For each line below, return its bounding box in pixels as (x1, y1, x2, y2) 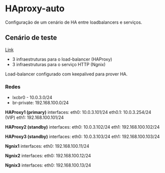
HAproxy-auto (5, 3, 65, 14)
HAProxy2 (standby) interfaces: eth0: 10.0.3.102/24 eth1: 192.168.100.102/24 (5, 124, 160, 130)
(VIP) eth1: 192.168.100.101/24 (5, 114, 64, 121)
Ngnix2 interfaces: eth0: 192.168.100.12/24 (5, 153, 91, 159)
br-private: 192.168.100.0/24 (12, 100, 69, 106)
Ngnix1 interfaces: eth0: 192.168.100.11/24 (5, 143, 90, 149)
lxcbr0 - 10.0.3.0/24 (12, 95, 53, 101)
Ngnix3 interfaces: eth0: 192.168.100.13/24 (5, 162, 91, 168)
